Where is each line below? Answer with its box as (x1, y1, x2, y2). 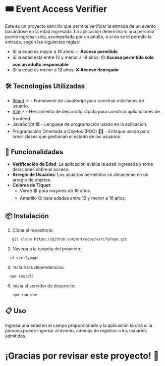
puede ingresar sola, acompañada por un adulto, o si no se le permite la (5, 34, 152, 40)
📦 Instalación (5, 212, 49, 220)
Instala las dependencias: (12, 265, 64, 271)
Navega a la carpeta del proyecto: (12, 246, 82, 252)
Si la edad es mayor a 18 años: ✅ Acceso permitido (12, 48, 118, 54)
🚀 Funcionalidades (5, 148, 63, 156)
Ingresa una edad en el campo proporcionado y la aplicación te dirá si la (5, 322, 153, 328)
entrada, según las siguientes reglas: (5, 39, 80, 45)
